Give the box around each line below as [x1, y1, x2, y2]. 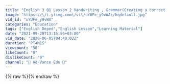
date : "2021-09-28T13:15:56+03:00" [5, 31, 81, 36]
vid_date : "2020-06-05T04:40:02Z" [5, 36, 79, 41]
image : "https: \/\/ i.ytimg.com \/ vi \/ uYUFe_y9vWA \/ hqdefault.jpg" [5, 12, 147, 17]
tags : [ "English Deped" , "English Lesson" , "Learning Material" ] [5, 26, 143, 32]
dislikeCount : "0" [5, 54, 44, 60]
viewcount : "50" [5, 45, 40, 50]
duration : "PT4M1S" [5, 41, 47, 46]
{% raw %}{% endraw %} [5, 73, 60, 79]
